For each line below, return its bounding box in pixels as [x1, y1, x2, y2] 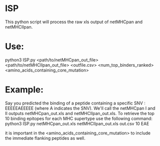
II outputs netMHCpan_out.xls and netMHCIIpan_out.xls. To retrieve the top [5, 110, 155, 116]
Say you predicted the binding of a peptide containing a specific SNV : [5, 100, 145, 106]
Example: [5, 84, 44, 95]
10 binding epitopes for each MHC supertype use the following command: [5, 116, 153, 121]
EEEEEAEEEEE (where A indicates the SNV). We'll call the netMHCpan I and [5, 105, 156, 111]
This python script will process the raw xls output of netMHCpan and [5, 19, 143, 25]
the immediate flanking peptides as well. [5, 135, 86, 141]
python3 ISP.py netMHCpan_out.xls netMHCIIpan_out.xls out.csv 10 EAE [5, 120, 149, 126]
